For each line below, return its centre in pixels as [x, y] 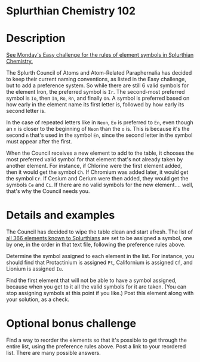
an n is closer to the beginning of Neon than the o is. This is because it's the [98, 129]
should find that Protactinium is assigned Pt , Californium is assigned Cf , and [99, 263]
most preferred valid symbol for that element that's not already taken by [95, 159]
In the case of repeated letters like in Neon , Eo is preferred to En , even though [100, 122]
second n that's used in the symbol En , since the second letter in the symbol [99, 135]
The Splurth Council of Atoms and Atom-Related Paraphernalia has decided [99, 73]
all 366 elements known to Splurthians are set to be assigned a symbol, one [99, 238]
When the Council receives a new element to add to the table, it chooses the [100, 153]
